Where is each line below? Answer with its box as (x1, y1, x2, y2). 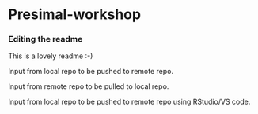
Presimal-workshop (8, 6, 141, 24)
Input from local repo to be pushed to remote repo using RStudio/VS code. (8, 97, 251, 107)
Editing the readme (8, 34, 83, 45)
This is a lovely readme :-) (8, 51, 93, 61)
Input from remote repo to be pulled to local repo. (8, 82, 169, 91)
